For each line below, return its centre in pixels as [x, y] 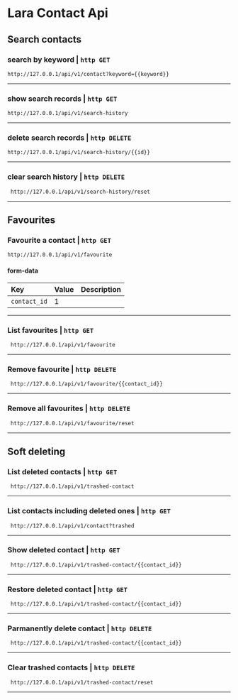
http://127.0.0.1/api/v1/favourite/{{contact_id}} [86, 384]
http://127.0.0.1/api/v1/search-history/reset [80, 192]
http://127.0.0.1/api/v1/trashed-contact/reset [82, 682]
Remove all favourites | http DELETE [69, 408]
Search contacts [45, 39]
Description [101, 289]
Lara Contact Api [58, 13]
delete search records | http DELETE [69, 138]
